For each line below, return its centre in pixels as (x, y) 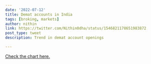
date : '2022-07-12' (25, 10)
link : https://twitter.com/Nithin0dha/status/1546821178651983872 (76, 28)
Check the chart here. (28, 56)
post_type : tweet (23, 33)
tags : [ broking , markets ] (32, 19)
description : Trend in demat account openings (54, 38)
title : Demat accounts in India (39, 14)
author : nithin (21, 24)
